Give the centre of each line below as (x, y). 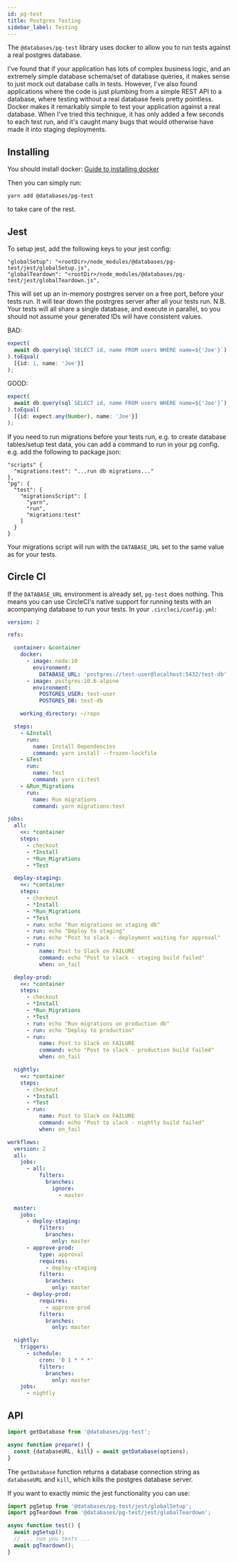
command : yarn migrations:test (79, 806)
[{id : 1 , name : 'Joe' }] (49, 363)
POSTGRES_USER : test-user (77, 694)
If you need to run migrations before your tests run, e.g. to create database (117, 436)
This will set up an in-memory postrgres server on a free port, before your (115, 294)
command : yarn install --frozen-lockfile (95, 753)
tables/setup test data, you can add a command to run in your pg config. (113, 444)
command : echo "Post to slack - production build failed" (126, 1050)
